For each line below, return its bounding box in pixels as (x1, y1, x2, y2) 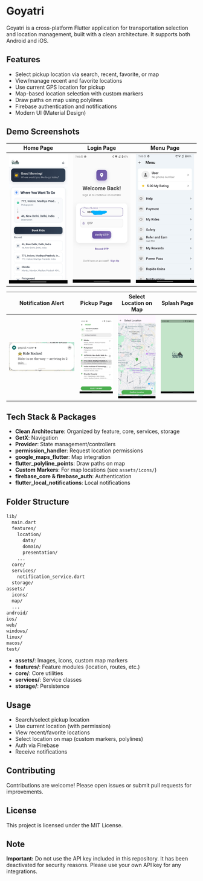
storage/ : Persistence (14, 682, 69, 690)
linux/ (6, 634, 23, 641)
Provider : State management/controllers (14, 441, 116, 448)
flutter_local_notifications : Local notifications (14, 479, 131, 487)
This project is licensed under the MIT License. (6, 821, 123, 828)
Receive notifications (14, 748, 68, 755)
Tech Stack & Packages (6, 412, 97, 422)
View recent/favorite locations (14, 729, 91, 736)
